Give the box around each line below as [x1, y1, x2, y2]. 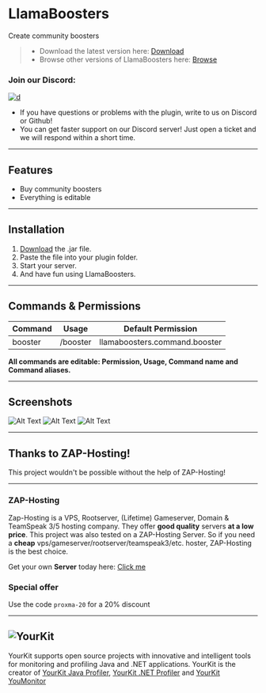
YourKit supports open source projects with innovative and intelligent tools [8, 650, 252, 661]
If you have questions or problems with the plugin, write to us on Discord [19, 108, 257, 117]
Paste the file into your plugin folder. [19, 252, 139, 262]
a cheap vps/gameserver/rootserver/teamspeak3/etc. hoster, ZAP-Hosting [8, 538, 252, 547]
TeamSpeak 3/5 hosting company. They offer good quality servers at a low [8, 521, 254, 531]
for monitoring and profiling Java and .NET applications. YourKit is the [8, 659, 236, 668]
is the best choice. [8, 547, 69, 556]
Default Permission [123, 323, 198, 334]
